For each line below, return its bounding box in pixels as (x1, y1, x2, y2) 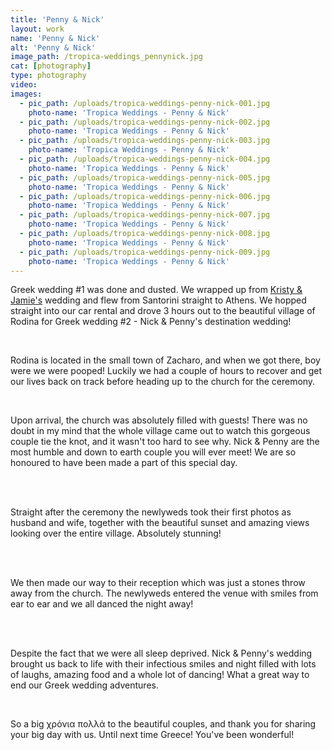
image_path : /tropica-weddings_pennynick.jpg (10, 52, 203, 62)
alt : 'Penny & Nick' (10, 42, 97, 53)
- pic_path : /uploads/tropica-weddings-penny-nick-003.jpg (19, 136, 271, 146)
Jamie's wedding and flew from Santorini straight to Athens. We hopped (10, 294, 307, 306)
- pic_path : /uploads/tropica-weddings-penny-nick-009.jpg (19, 247, 271, 257)
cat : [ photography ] (10, 61, 92, 71)
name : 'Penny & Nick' (10, 33, 101, 43)
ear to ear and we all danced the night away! (10, 598, 194, 610)
